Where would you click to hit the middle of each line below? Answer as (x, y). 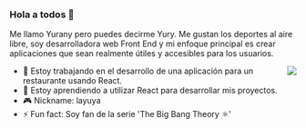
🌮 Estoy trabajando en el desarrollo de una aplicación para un (138, 71)
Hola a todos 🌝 (42, 15)
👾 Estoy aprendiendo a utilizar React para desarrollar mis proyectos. (150, 91)
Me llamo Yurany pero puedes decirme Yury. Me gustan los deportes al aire (151, 34)
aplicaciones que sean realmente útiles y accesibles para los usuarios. (142, 54)
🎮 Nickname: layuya (62, 101)
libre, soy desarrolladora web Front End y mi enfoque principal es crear (143, 44)
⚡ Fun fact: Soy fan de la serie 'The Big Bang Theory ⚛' (127, 114)
